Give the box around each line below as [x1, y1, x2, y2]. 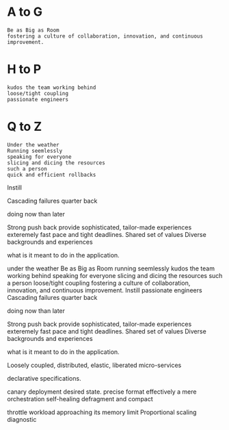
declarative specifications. [7, 374, 81, 382]
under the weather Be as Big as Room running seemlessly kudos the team [7, 264, 215, 273]
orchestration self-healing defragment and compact [7, 394, 154, 403]
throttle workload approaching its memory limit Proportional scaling [7, 408, 197, 416]
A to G [7, 4, 43, 20]
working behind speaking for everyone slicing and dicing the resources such [7, 271, 223, 279]
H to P [7, 62, 42, 77]
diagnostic [7, 415, 37, 423]
